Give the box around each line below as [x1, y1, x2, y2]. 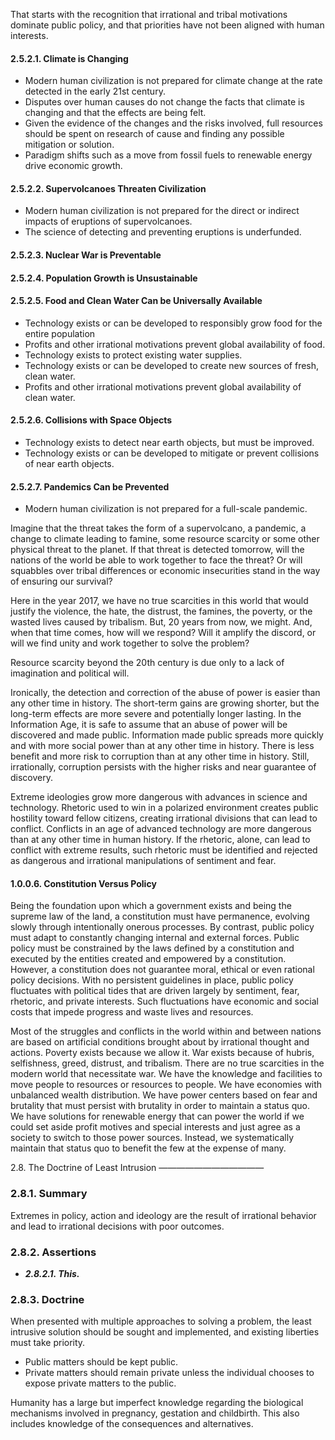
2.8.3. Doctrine [10, 1292, 85, 1306]
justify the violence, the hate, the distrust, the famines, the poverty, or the [10, 605, 313, 618]
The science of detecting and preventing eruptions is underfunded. [24, 226, 302, 238]
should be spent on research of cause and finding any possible [24, 128, 285, 140]
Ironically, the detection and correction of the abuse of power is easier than [10, 687, 321, 699]
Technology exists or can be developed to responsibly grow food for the [24, 317, 323, 329]
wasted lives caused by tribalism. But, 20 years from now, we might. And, [10, 616, 313, 628]
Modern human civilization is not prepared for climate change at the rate [24, 75, 323, 87]
